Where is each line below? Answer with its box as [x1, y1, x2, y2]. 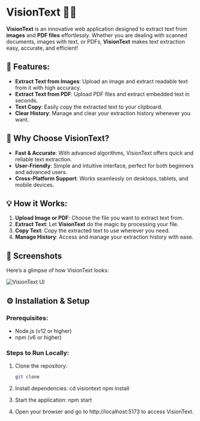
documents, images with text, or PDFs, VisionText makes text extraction [6, 38, 185, 45]
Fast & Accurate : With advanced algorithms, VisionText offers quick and [14, 149, 194, 157]
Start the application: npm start [14, 396, 92, 404]
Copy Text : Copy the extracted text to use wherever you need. [14, 227, 170, 234]
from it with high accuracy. [14, 84, 81, 91]
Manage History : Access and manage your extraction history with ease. [14, 233, 194, 240]
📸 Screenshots [6, 251, 62, 261]
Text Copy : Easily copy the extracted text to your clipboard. [14, 103, 163, 110]
